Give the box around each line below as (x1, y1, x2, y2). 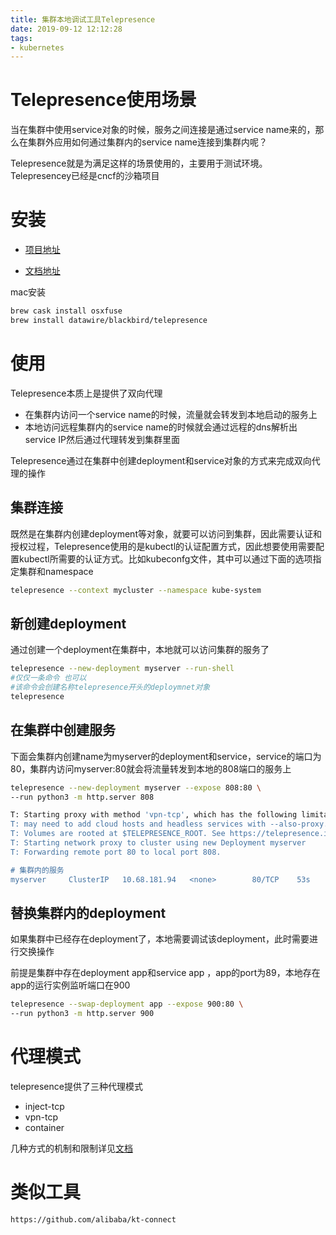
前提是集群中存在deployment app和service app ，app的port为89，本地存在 (10, 967, 321, 979)
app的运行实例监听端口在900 (10, 979, 131, 991)
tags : (10, 33, 33, 43)
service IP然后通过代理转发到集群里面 (24, 433, 180, 445)
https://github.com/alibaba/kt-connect (10, 1214, 177, 1225)
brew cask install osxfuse (10, 306, 123, 316)
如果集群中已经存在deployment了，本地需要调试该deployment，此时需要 (10, 933, 310, 945)
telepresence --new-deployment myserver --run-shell (10, 664, 235, 674)
